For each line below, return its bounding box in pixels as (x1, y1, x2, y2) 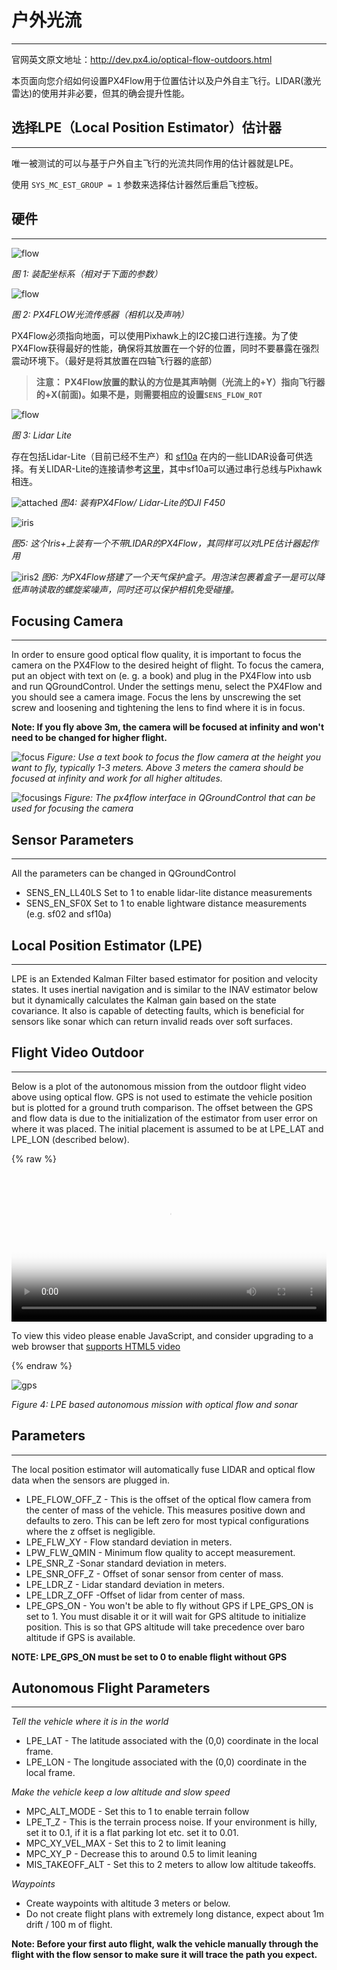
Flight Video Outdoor (11, 1044, 144, 1061)
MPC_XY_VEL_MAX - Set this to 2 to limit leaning (25, 1837, 227, 1850)
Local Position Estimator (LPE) (11, 937, 203, 954)
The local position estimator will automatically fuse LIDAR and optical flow (11, 1463, 316, 1475)
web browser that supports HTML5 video (11, 1340, 181, 1352)
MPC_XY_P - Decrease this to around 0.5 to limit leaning (25, 1848, 258, 1860)
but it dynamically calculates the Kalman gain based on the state (11, 994, 277, 1006)
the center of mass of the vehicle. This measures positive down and (25, 1504, 306, 1516)
